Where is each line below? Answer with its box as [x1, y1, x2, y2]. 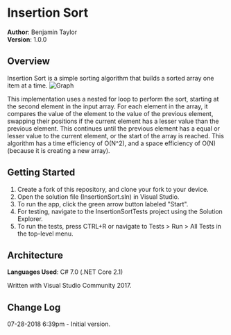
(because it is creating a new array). [7, 146, 110, 154]
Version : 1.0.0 [7, 35, 47, 43]
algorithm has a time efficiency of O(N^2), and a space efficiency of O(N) [7, 139, 216, 147]
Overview [7, 56, 51, 67]
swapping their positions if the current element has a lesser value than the [7, 117, 219, 125]
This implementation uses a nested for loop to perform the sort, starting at [7, 95, 219, 103]
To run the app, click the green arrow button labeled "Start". [17, 199, 189, 208]
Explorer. [17, 214, 43, 223]
